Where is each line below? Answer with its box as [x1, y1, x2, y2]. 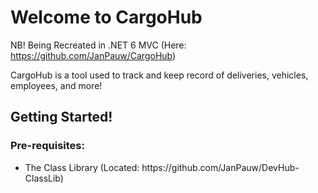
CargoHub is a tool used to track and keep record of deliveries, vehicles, [10, 69, 309, 81]
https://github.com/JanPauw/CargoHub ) [10, 49, 177, 61]
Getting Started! [10, 109, 113, 126]
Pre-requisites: [10, 139, 85, 153]
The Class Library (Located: [24, 161, 140, 173]
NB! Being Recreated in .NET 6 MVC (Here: [10, 39, 187, 51]
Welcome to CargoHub [10, 6, 203, 29]
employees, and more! [10, 79, 103, 91]
